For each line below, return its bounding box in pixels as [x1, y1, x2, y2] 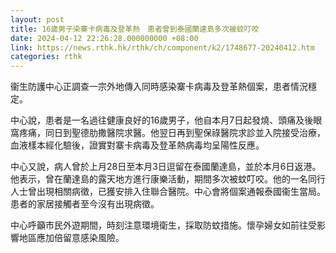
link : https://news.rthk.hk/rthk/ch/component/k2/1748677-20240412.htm [10, 42, 315, 53]
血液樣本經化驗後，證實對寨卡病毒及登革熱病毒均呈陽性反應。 [10, 139, 265, 151]
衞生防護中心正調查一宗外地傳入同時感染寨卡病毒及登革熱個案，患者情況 [10, 81, 308, 93]
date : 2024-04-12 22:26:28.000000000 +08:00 [10, 33, 199, 43]
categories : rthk [10, 52, 83, 62]
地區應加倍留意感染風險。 [18, 232, 125, 244]
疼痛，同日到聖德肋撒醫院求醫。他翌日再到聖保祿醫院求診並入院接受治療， [18, 127, 326, 139]
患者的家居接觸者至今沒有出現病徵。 [10, 198, 160, 210]
